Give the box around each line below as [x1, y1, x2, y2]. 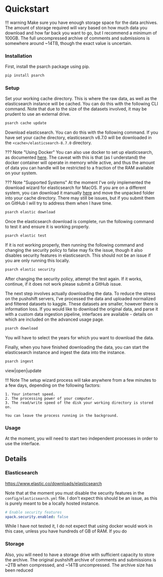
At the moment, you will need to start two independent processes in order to [5, 435, 158, 441]
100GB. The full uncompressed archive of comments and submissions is [5, 35, 150, 41]
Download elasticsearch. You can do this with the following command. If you [5, 129, 158, 135]
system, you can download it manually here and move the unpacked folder [5, 190, 155, 196]
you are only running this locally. [5, 258, 70, 264]
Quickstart [5, 3, 50, 15]
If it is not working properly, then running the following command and [5, 242, 144, 248]
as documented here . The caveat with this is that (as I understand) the [5, 155, 146, 161]
